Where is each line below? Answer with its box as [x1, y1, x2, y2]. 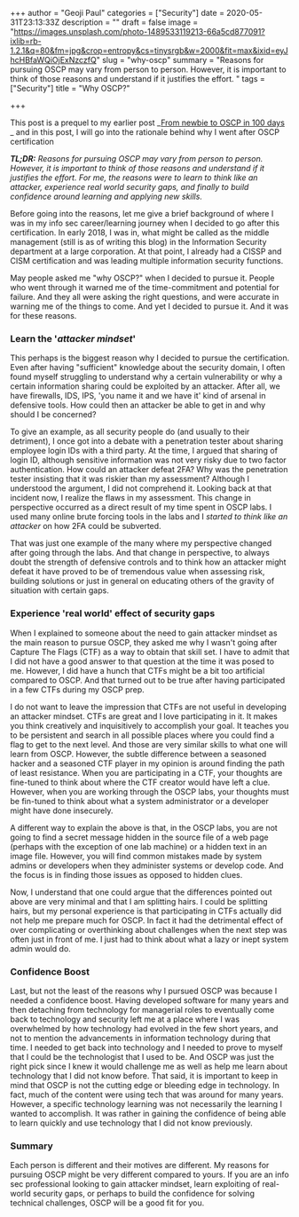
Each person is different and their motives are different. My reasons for [10, 1160, 270, 1171]
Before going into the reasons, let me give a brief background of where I [10, 209, 274, 218]
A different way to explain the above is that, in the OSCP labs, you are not [10, 822, 278, 833]
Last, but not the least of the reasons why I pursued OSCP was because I [10, 985, 278, 996]
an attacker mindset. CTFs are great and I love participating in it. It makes [10, 710, 278, 722]
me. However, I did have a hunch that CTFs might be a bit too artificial [10, 665, 265, 676]
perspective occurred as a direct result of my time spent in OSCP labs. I [10, 502, 272, 513]
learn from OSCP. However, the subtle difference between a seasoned [10, 748, 267, 759]
